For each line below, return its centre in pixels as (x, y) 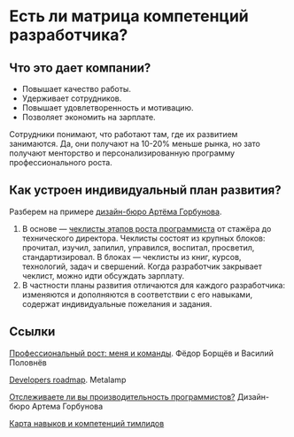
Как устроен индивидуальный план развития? (145, 191)
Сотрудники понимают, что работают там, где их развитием (124, 134)
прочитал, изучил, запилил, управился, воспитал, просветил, (138, 247)
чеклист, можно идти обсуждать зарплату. (103, 275)
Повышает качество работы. (76, 89)
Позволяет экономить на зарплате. (89, 117)
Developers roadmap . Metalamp (68, 379)
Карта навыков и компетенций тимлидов (87, 423)
